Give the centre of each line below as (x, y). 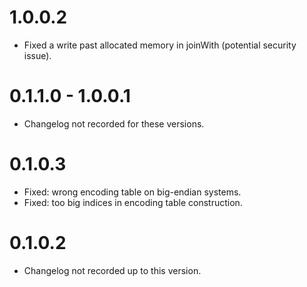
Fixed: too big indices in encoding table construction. (133, 202)
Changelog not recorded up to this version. (112, 270)
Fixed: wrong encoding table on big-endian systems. (132, 192)
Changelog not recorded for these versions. (114, 123)
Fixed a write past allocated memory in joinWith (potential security (160, 45)
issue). (37, 55)
